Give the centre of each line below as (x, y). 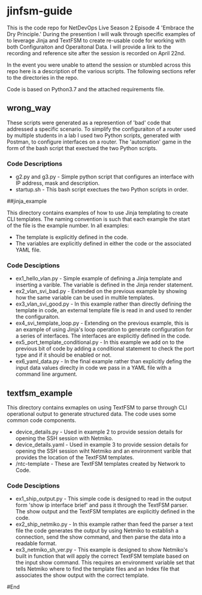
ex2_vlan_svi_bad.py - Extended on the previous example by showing (101, 291)
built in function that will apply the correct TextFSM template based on (102, 556)
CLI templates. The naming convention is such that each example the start (99, 219)
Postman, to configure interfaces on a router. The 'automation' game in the (99, 142)
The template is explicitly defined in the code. (72, 237)
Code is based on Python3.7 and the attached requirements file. (86, 89)
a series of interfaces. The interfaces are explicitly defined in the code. (103, 336)
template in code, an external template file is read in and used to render (104, 310)
